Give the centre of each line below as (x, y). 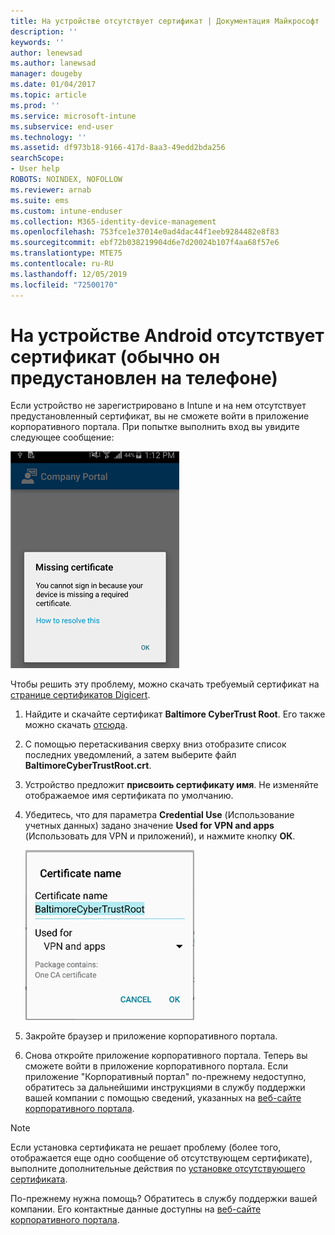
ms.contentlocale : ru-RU (62, 264)
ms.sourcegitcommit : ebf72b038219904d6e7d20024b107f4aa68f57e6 (145, 243)
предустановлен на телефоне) (144, 377)
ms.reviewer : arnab (51, 190)
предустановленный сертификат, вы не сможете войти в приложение (160, 416)
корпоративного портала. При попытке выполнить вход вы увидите (155, 427)
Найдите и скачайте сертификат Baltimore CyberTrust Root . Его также (175, 714)
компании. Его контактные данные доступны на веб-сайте (136, 1209)
